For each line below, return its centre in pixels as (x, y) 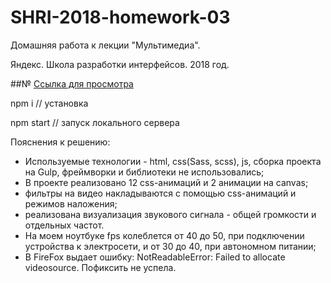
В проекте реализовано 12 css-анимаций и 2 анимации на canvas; (166, 182)
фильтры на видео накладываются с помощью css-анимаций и (160, 193)
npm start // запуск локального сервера (95, 122)
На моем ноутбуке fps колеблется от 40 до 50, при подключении (164, 235)
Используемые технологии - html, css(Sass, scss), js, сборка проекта (173, 161)
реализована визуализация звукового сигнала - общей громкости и (170, 214)
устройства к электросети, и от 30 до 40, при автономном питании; (170, 246)
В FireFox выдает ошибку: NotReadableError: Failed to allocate (155, 257)
